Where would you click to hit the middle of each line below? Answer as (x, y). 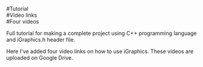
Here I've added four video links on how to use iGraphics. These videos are (100, 51)
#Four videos (23, 21)
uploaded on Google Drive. (40, 58)
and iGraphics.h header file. (41, 40)
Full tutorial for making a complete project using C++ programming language (102, 33)
